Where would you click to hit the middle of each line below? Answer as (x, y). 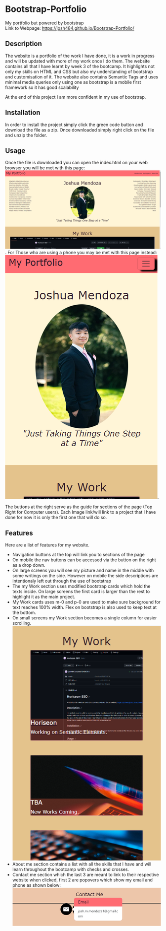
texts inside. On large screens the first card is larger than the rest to (81, 592)
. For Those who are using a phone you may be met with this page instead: (81, 253)
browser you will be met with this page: (45, 168)
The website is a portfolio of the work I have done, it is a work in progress (80, 56)
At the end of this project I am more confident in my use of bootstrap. (76, 97)
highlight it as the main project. (44, 597)
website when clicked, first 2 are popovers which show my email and (83, 880)
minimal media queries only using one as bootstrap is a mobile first (73, 82)
